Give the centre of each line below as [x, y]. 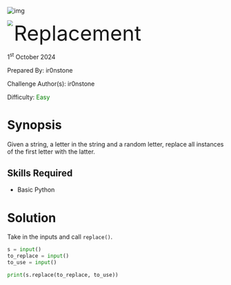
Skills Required [40, 173]
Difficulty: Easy [29, 97]
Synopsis [34, 125]
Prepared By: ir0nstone [40, 70]
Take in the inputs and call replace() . [60, 237]
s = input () [24, 250]
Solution [32, 218]
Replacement [77, 33]
